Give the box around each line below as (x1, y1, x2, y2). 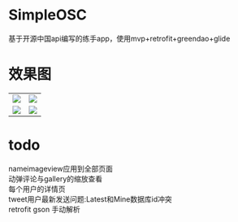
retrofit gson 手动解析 (8, 204, 80, 214)
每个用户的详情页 (8, 184, 66, 194)
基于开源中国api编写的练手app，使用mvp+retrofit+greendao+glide (8, 33, 231, 43)
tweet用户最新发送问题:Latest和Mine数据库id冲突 (8, 194, 172, 204)
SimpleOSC (8, 6, 88, 24)
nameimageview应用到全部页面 (8, 163, 114, 173)
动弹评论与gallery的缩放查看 (8, 173, 103, 184)
